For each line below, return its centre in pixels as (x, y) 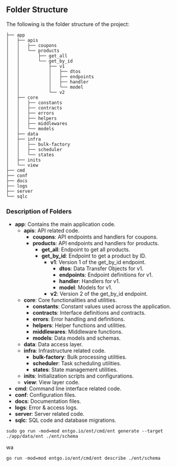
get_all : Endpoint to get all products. (86, 250)
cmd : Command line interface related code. (68, 388)
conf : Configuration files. (45, 395)
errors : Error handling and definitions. (79, 319)
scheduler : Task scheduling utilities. (77, 363)
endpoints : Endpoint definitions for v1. (106, 275)
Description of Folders (39, 211)
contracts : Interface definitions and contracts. (89, 313)
